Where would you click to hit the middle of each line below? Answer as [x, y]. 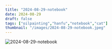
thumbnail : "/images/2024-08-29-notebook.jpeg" [56, 28]
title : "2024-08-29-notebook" [37, 10]
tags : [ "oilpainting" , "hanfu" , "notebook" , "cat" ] [56, 23]
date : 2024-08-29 [23, 14]
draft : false [19, 19]
